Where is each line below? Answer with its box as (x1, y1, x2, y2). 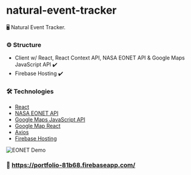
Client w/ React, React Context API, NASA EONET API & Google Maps (14, 54, 186, 61)
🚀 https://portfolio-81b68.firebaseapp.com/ (6, 161, 136, 170)
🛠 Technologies (6, 87, 54, 96)
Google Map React (14, 122, 61, 129)
